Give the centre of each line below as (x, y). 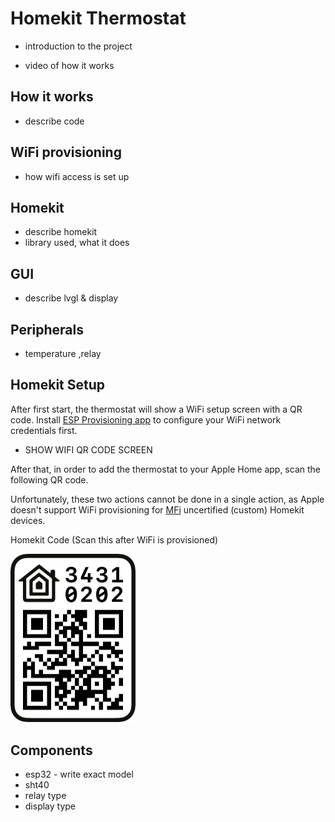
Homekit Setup (58, 385)
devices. (28, 520)
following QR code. (49, 479)
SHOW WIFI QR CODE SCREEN (88, 449)
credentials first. (44, 430)
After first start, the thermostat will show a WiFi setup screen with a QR (156, 409)
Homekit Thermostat (98, 18)
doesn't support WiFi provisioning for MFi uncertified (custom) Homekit (157, 509)
